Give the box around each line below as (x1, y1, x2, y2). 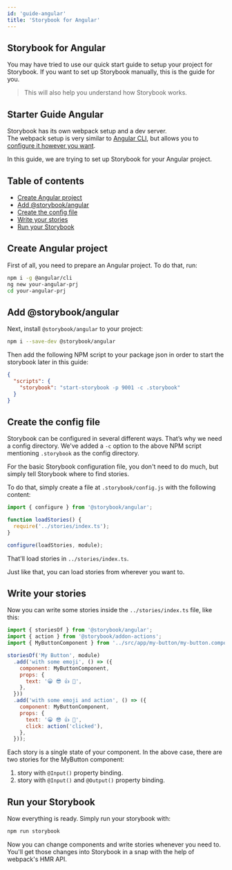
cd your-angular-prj (7, 287, 67, 294)
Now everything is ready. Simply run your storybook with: (7, 815, 171, 823)
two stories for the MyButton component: (7, 755, 124, 764)
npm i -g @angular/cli (7, 274, 72, 281)
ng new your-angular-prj (7, 281, 79, 287)
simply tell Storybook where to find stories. (7, 470, 130, 478)
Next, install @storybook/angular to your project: (7, 325, 144, 333)
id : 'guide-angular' (7, 10, 67, 17)
